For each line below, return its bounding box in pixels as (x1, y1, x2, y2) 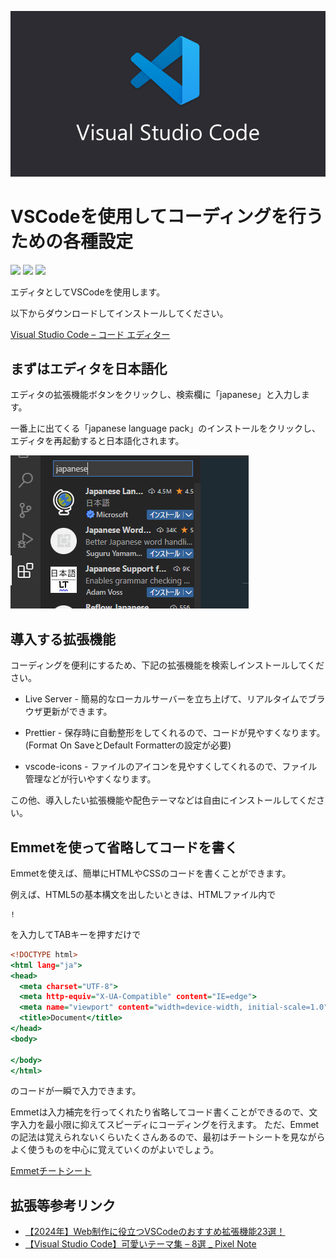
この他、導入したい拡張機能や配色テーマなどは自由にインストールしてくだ (10, 794, 317, 806)
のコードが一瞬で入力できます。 (10, 1085, 142, 1097)
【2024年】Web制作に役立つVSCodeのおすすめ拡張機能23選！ (24, 1226, 286, 1238)
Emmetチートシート (10, 1165, 92, 1177)
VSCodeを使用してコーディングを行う (10, 205, 324, 228)
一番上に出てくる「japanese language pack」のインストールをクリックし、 (10, 422, 321, 435)
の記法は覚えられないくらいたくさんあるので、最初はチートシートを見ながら (10, 1131, 326, 1143)
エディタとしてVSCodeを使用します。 (10, 286, 166, 298)
